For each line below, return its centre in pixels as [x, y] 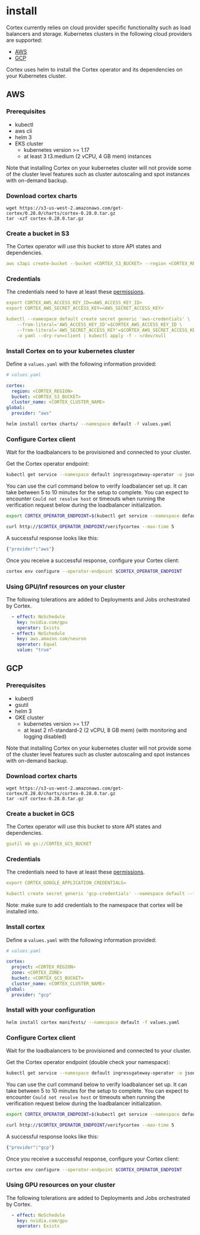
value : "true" [34, 650]
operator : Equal [37, 644]
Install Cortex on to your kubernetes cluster [71, 351]
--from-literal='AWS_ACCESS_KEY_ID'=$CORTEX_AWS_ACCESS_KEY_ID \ [100, 325]
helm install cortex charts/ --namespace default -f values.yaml [89, 424]
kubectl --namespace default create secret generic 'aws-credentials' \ [98, 319]
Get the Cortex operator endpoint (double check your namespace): [88, 1062]
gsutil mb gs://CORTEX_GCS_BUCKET [49, 844]
